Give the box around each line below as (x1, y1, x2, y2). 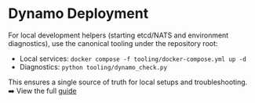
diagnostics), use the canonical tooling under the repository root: (8, 38, 218, 48)
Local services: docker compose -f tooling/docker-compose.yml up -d (19, 54, 247, 63)
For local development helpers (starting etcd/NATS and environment (8, 30, 229, 40)
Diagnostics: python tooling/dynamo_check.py (19, 62, 167, 71)
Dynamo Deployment (8, 5, 149, 23)
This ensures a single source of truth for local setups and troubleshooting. (8, 77, 248, 87)
